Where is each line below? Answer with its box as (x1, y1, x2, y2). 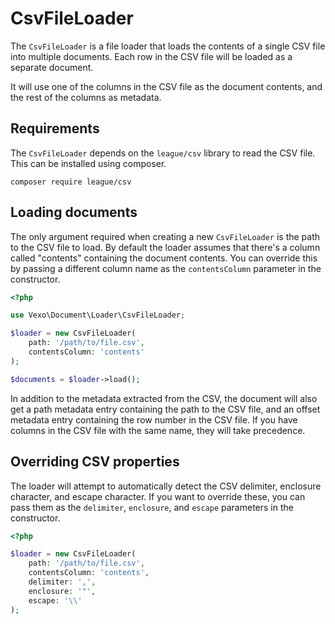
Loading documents (10, 204, 138, 221)
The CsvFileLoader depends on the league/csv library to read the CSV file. (10, 147, 316, 159)
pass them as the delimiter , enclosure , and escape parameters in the (10, 501, 294, 513)
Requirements (10, 120, 100, 137)
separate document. (10, 61, 94, 73)
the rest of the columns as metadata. (10, 91, 162, 103)
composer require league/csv (10, 177, 132, 187)
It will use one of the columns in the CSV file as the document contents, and (10, 80, 323, 92)
